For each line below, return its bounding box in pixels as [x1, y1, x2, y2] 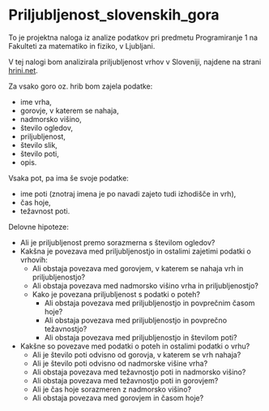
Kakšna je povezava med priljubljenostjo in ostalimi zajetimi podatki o [19, 246, 251, 256]
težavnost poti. [19, 205, 70, 216]
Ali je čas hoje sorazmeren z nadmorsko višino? [32, 384, 192, 394]
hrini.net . [8, 65, 38, 75]
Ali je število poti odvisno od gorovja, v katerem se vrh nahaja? [32, 349, 241, 359]
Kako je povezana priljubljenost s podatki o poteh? [32, 289, 201, 299]
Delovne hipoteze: [8, 222, 69, 231]
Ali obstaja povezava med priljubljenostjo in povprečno [44, 315, 228, 325]
